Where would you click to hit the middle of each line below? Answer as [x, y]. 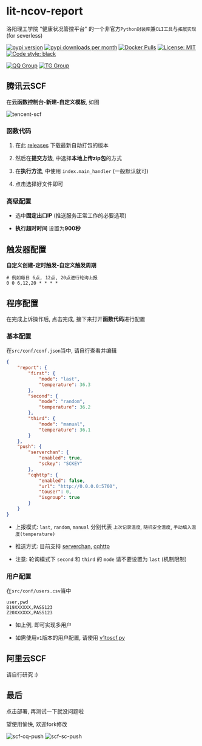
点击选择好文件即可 [39, 184]
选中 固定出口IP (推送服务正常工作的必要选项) [71, 215]
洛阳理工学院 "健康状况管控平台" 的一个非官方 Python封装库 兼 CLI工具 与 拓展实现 [101, 29]
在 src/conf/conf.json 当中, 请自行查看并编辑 [62, 351]
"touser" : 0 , [55, 492]
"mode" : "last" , [59, 379]
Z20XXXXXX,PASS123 [29, 613]
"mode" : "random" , [62, 402]
